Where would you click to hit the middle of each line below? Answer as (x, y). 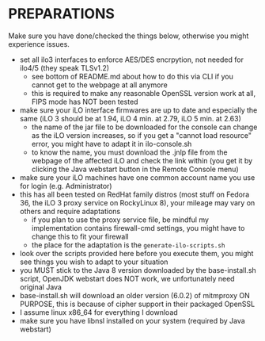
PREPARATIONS (61, 14)
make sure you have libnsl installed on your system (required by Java (132, 320)
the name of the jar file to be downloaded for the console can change (144, 127)
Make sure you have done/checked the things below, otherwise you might (129, 36)
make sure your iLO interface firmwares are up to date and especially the (138, 110)
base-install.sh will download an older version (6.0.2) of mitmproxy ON (135, 295)
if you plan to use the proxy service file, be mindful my (120, 220)
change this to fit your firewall (80, 236)
